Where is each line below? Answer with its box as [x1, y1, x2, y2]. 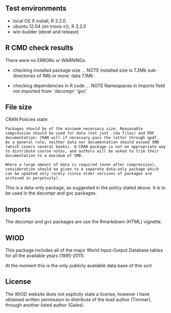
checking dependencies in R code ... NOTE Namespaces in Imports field [12, 82, 165, 89]
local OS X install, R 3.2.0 [12, 17, 66, 24]
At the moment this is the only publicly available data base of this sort [5, 263, 152, 269]
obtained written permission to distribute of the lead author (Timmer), [5, 296, 152, 302]
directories [12, 72, 36, 79]
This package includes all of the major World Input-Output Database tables [5, 247, 163, 253]
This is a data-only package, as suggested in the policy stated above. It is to [5, 185, 166, 191]
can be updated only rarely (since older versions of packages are [5, 171, 153, 177]
